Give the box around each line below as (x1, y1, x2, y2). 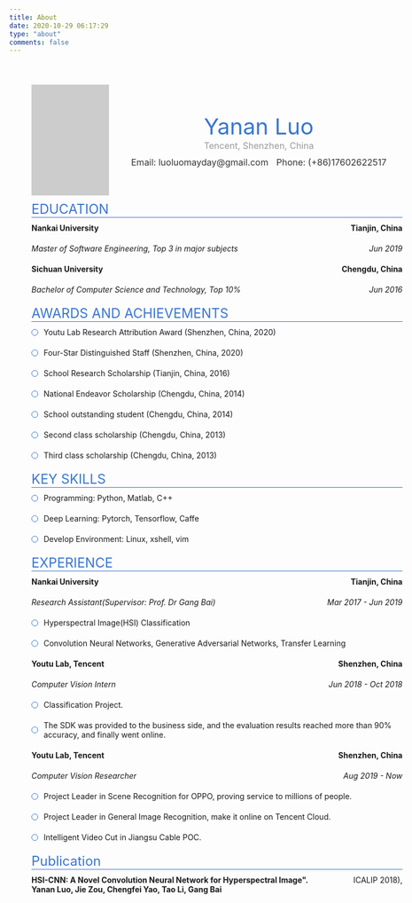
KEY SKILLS (31, 471, 106, 488)
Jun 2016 (369, 285, 403, 295)
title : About (9, 12, 58, 22)
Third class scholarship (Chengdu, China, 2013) (43, 450, 217, 461)
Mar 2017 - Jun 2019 (326, 597, 403, 608)
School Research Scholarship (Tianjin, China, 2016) (43, 368, 230, 379)
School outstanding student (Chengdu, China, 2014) (43, 409, 233, 420)
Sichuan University (31, 263, 104, 275)
